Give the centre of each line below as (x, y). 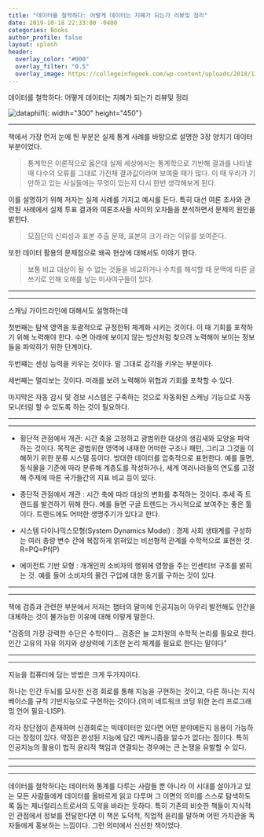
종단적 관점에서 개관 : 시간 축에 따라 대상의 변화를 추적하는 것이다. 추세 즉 (131, 494)
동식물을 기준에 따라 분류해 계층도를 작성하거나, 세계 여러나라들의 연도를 (130, 468)
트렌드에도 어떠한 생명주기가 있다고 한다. (99, 514)
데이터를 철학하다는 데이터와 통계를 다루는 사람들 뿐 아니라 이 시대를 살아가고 (126, 786)
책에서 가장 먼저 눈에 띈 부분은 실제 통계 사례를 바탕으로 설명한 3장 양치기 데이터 (130, 136)
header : (21, 52)
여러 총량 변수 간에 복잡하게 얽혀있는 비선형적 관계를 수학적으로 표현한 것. (140, 540)
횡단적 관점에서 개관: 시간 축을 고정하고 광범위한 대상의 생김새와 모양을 (127, 438)
